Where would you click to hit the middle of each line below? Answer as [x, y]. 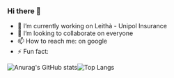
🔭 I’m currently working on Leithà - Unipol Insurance [92, 26]
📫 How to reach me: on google [62, 41]
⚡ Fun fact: [33, 52]
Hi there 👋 [24, 11]
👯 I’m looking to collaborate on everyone [75, 33]
